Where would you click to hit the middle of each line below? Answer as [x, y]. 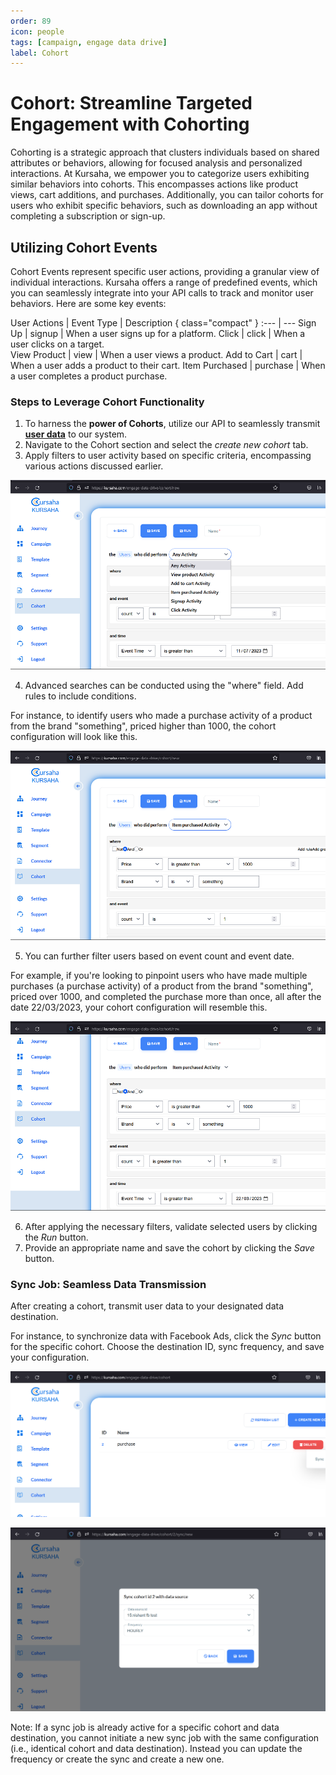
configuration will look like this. [74, 737]
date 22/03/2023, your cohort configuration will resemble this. [139, 1007]
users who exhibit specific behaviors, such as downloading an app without [164, 206]
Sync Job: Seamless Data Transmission [108, 1284]
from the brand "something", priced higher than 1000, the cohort [143, 726]
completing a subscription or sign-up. [88, 216]
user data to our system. [76, 434]
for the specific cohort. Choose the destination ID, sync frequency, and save [167, 1347]
